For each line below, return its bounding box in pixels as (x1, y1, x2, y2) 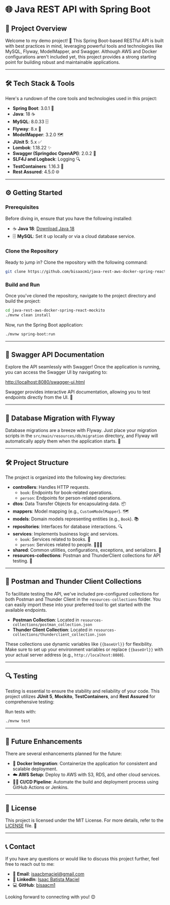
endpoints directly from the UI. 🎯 (5, 394, 73, 400)
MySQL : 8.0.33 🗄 (12, 118, 49, 124)
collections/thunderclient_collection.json (12, 632, 106, 637)
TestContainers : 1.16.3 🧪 (12, 163, 64, 169)
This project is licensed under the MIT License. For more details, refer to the (5, 817, 163, 824)
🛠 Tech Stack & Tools (5, 79, 75, 88)
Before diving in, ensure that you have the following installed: (5, 215, 133, 222)
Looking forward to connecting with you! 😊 (5, 893, 96, 900)
